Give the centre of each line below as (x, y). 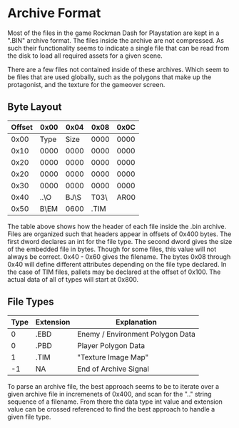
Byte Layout (35, 107)
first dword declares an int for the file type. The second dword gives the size (120, 241)
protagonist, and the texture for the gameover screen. (86, 84)
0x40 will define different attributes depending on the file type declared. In (117, 264)
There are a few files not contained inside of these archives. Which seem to (118, 69)
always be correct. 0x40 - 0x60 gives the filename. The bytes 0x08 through (119, 256)
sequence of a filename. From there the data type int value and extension (115, 402)
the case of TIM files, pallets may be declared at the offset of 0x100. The (114, 272)
